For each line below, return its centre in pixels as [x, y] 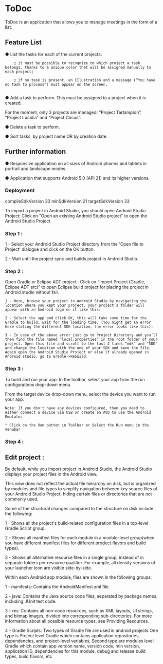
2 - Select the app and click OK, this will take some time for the [76, 318]
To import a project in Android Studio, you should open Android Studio [75, 210]
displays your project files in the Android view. [51, 474]
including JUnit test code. [31, 601]
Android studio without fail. [32, 292]
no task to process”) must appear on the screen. [56, 84]
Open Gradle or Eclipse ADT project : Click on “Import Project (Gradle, [75, 282]
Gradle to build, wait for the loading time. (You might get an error [78, 323]
